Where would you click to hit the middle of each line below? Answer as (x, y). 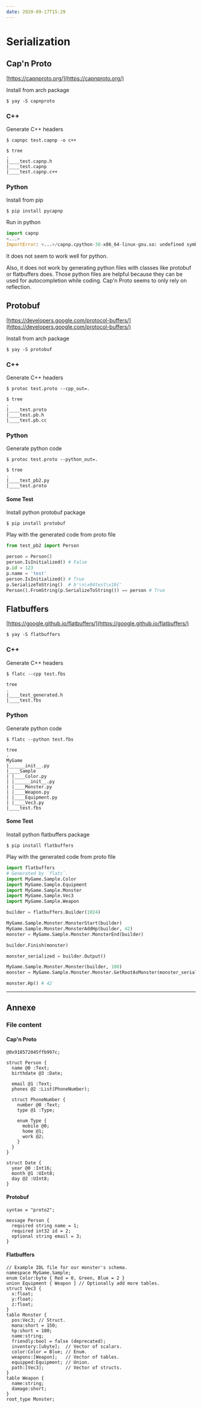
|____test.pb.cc (26, 420)
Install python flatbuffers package (48, 835)
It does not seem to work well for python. (57, 256)
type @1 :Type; (36, 1110)
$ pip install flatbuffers (40, 846)
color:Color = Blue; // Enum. (49, 1352)
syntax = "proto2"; (31, 1210)
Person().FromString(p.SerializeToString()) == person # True (86, 590)
